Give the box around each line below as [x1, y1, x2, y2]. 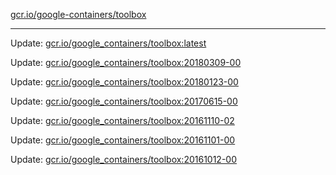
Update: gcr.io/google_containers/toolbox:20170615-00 [10, 95, 238, 107]
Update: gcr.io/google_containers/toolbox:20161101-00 [10, 134, 236, 146]
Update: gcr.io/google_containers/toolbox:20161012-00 [10, 154, 238, 165]
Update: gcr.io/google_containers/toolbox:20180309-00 [10, 57, 242, 68]
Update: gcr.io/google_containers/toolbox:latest [10, 37, 207, 49]
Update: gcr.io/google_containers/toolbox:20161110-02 [10, 115, 235, 126]
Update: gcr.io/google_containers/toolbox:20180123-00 [10, 76, 239, 88]
